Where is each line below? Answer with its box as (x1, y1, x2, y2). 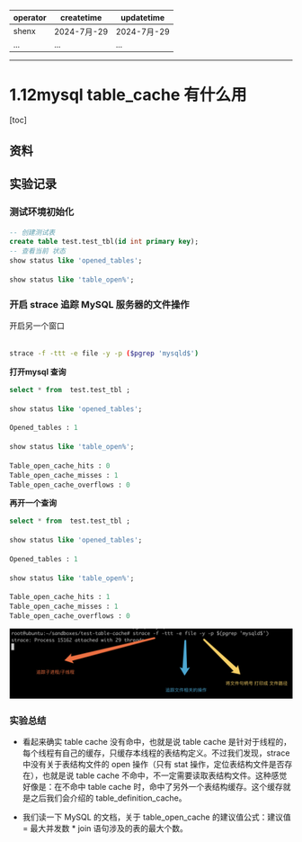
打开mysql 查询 (9, 366, 67, 377)
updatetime (120, 12, 165, 22)
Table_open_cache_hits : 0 (9, 461, 111, 470)
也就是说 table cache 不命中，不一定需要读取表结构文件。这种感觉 (41, 770, 288, 781)
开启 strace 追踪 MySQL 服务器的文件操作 (9, 298, 191, 310)
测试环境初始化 (9, 206, 75, 219)
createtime (59, 12, 102, 22)
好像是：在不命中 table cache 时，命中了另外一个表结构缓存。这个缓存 (22, 782, 283, 793)
